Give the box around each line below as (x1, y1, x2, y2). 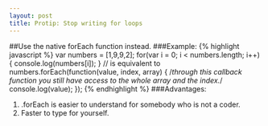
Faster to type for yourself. (20, 108, 109, 117)
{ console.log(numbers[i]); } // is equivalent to (9, 58, 161, 68)
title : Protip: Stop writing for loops (9, 19, 143, 27)
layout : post (9, 11, 53, 20)
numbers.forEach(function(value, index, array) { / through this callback (9, 67, 242, 76)
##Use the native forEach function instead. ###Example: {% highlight (9, 41, 240, 51)
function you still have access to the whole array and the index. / (9, 75, 223, 85)
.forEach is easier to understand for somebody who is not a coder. (20, 100, 241, 109)
